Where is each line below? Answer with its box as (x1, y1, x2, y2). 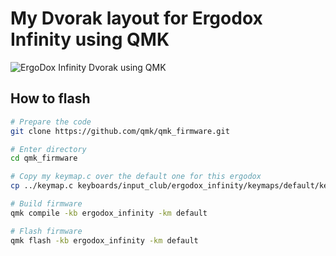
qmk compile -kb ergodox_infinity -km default (10, 208, 208, 218)
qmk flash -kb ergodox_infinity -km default (10, 235, 199, 246)
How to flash (10, 90, 91, 107)
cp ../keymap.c (10, 181, 74, 191)
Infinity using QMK (10, 28, 170, 51)
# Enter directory (10, 144, 87, 154)
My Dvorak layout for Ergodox (10, 7, 263, 30)
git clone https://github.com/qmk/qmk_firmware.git (10, 126, 230, 136)
